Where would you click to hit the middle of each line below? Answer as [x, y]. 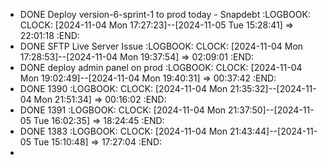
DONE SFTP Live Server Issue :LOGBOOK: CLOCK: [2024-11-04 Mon [161, 46]
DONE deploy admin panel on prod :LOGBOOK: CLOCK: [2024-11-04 [161, 67]
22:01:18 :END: [49, 35]
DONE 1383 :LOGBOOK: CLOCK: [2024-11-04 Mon [123, 131]
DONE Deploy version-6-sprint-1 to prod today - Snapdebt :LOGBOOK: [165, 14]
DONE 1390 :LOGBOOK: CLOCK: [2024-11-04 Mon [123, 88]
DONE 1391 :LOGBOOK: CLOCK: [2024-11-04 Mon [123, 110]
